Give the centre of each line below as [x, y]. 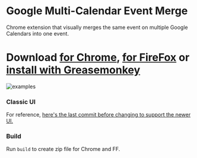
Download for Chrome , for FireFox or [98, 58]
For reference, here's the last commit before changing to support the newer [99, 115]
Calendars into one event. [38, 33]
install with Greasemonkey [73, 70]
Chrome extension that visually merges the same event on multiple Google [97, 27]
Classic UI [21, 102]
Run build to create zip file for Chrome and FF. [63, 149]
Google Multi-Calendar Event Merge [97, 11]
